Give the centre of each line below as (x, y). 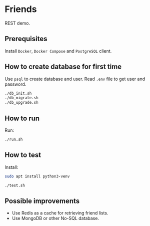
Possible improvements (42, 201)
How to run (22, 118)
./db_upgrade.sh (21, 103)
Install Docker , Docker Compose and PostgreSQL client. (58, 51)
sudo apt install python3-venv (37, 176)
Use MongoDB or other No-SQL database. (55, 218)
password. (15, 84)
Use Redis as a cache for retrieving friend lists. (60, 213)
